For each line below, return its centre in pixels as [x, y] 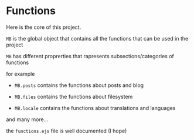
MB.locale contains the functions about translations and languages [95, 108]
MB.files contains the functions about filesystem [74, 96]
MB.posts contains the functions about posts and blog [79, 85]
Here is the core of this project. [44, 27]
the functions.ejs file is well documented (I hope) [67, 131]
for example [21, 74]
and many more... [27, 119]
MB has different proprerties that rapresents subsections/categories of [90, 56]
